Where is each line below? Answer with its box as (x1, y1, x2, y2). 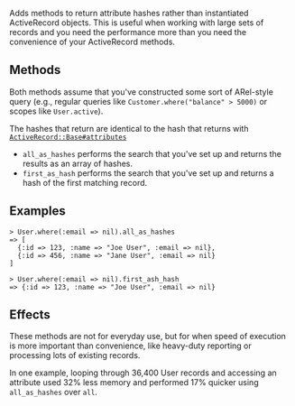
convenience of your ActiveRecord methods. (9, 36, 176, 47)
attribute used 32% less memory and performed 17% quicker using (9, 377, 259, 388)
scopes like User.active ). (9, 106, 104, 116)
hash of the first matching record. (22, 177, 148, 188)
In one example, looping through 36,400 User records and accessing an (9, 367, 277, 378)
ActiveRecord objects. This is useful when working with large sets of (9, 17, 264, 28)
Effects (9, 307, 51, 323)
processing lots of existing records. (9, 350, 141, 361)
